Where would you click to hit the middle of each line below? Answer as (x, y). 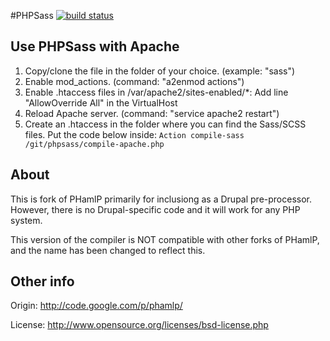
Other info (42, 281)
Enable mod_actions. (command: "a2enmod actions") (134, 81)
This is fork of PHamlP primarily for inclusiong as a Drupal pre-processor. (161, 199)
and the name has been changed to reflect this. (108, 250)
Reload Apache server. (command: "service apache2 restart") (152, 113)
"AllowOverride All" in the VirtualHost (101, 102)
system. (26, 220)
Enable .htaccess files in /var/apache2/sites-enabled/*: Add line (156, 92)
